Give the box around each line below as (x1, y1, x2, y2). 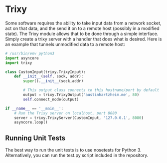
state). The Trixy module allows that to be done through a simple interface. (5, 30, 159, 36)
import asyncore (5, 55, 39, 60)
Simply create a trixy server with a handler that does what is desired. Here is (5, 36, 162, 42)
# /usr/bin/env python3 (5, 51, 55, 56)
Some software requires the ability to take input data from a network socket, (5, 20, 162, 26)
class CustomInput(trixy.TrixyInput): (5, 69, 86, 74)
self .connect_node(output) (23, 96, 79, 102)
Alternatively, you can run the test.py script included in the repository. (5, 152, 149, 158)
